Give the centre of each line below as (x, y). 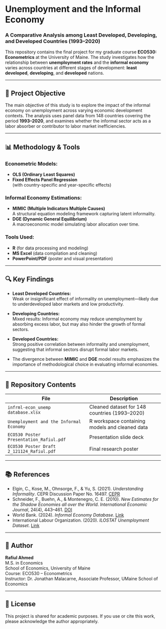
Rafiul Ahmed (19, 557)
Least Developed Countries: (41, 293)
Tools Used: (20, 237)
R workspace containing (117, 421)
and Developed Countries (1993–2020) (53, 42)
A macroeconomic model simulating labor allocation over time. (76, 224)
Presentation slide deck (117, 437)
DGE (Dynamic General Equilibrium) (50, 219)
